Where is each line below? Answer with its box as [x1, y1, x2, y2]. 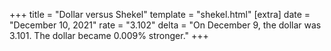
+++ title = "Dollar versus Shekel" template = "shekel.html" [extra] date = [9, 9, 311, 20]
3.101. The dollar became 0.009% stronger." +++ [9, 30, 209, 41]
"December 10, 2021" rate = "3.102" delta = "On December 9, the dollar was [9, 19, 322, 31]
